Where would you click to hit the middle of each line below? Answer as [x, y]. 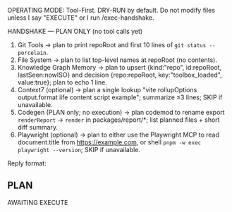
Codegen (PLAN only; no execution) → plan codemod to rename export [121, 112]
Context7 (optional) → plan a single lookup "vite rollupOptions [107, 90]
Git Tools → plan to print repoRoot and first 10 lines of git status [112, 45]
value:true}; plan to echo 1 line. [62, 82]
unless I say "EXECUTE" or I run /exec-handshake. [81, 18]
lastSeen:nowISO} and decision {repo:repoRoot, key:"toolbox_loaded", [120, 75]
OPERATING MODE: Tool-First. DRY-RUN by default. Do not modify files [111, 10]
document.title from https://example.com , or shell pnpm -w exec [109, 142]
